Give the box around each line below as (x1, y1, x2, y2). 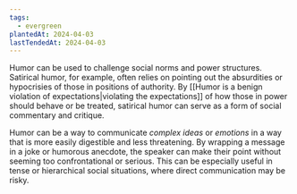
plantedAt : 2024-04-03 (9, 30, 94, 38)
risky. (9, 175, 30, 186)
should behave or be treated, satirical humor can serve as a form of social (9, 100, 282, 112)
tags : (9, 13, 30, 22)
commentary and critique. (9, 110, 105, 121)
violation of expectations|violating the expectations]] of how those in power (9, 91, 288, 102)
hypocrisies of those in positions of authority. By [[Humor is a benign (9, 81, 263, 92)
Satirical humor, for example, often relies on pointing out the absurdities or (9, 72, 284, 83)
